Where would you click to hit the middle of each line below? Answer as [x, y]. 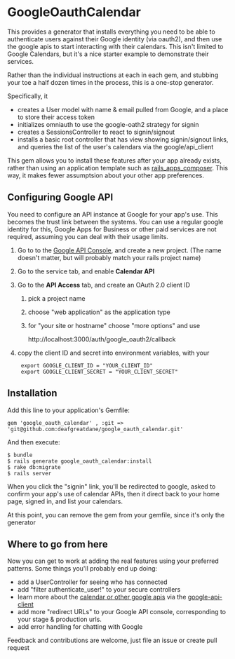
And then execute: [34, 442]
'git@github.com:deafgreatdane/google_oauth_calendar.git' [95, 429]
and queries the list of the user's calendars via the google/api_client [115, 147]
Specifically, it [27, 96]
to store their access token [56, 117]
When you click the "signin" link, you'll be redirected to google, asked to [112, 486]
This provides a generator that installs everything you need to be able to [111, 32]
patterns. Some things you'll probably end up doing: [82, 569]
